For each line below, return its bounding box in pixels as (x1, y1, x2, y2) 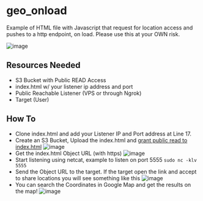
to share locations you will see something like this (15, 174, 141, 181)
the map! (15, 188, 38, 195)
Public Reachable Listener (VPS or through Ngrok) (15, 89, 142, 97)
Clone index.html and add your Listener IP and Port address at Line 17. (15, 130, 191, 137)
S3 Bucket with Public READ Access (15, 76, 106, 83)
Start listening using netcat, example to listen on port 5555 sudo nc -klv (15, 156, 197, 163)
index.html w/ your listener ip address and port (15, 83, 133, 90)
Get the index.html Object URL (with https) (15, 150, 122, 157)
